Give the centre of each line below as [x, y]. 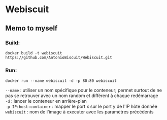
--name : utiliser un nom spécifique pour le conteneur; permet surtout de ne [84, 91]
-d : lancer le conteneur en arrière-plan [46, 101]
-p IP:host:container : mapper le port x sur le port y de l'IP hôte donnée [81, 107]
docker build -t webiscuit [34, 53]
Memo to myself [31, 28]
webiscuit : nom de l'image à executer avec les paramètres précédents [79, 112]
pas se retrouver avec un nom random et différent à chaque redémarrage [82, 96]
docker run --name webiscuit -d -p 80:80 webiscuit [61, 81]
